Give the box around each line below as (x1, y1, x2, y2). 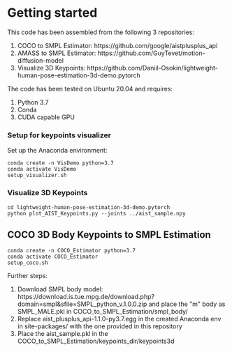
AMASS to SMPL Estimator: (17, 49, 96, 57)
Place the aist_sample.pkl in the (17, 330, 108, 338)
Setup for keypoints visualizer (7, 130, 112, 140)
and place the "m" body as (148, 300, 226, 308)
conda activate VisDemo (7, 166, 77, 173)
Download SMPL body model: (17, 285, 103, 293)
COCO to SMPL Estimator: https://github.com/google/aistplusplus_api (17, 41, 218, 49)
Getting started (7, 5, 98, 21)
